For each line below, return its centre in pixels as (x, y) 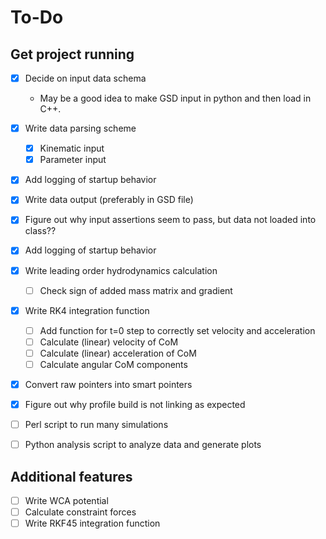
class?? (40, 231)
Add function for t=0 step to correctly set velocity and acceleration (177, 330)
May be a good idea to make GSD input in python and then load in (175, 98)
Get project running (72, 54)
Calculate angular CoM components (113, 364)
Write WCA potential (66, 500)
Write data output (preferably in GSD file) (109, 200)
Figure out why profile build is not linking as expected (135, 404)
